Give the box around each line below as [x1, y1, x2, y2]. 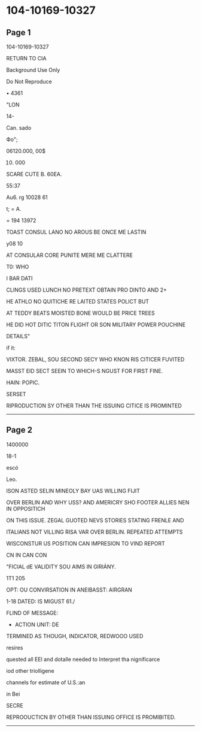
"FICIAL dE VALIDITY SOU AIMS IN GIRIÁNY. [6, 563, 117, 570]
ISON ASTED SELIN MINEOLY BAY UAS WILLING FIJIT [6, 487, 141, 494]
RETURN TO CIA [6, 55, 47, 62]
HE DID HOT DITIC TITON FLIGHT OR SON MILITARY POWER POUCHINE [6, 321, 186, 328]
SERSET [6, 391, 26, 397]
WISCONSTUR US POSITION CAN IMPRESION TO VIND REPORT [6, 540, 166, 547]
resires [6, 644, 23, 651]
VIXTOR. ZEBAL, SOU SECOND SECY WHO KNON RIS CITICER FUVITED [6, 356, 185, 363]
